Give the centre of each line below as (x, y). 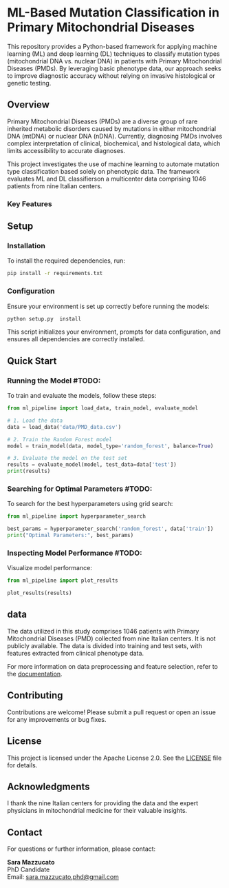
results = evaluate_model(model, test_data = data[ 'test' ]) (92, 465)
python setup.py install (44, 319)
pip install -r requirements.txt (55, 274)
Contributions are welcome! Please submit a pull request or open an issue (112, 712)
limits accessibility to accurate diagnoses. (66, 150)
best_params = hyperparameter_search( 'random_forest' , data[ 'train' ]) (110, 529)
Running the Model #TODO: (54, 381)
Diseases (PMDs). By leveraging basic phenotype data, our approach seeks (114, 68)
